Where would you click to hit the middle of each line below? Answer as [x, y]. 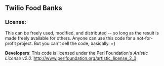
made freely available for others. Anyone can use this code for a [70, 38]
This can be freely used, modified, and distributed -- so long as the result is [82, 33]
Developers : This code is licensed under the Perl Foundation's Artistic [77, 53]
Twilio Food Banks [34, 8]
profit [11, 43]
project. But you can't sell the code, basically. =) [66, 43]
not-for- [145, 38]
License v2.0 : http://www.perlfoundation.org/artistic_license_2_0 [71, 58]
